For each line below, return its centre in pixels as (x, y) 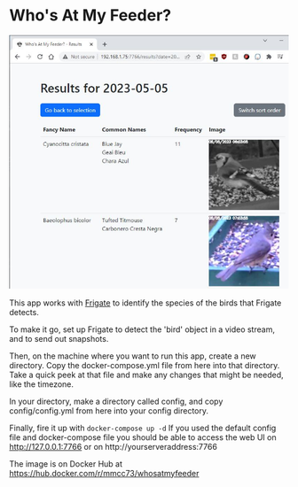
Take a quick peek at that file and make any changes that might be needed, (146, 375)
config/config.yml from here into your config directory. (109, 410)
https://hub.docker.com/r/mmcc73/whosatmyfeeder (104, 473)
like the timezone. (41, 384)
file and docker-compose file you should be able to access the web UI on (143, 437)
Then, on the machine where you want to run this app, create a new (133, 356)
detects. (24, 312)
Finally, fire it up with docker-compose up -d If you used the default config (143, 428)
